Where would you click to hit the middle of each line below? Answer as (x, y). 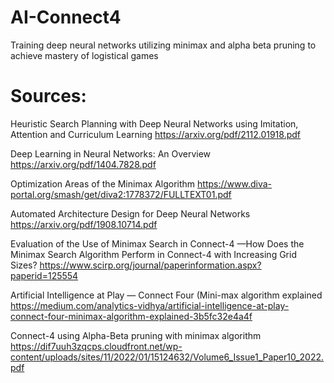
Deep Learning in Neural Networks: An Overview (111, 153)
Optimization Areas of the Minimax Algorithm (103, 183)
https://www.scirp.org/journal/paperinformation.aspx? (150, 265)
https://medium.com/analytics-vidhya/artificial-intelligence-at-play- (150, 305)
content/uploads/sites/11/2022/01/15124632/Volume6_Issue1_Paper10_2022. (167, 357)
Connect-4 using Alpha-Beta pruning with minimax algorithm (136, 335)
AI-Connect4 (66, 17)
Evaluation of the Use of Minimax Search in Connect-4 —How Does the (157, 243)
